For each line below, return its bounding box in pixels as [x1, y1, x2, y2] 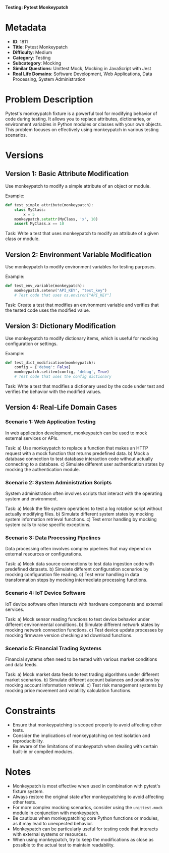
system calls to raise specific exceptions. [5, 522, 91, 528]
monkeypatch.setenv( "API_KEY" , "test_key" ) [14, 288, 107, 293]
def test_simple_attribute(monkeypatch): [5, 202, 94, 207]
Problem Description [5, 94, 93, 105]
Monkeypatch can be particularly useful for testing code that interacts [12, 826, 158, 832]
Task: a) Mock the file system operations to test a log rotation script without [5, 505, 162, 511]
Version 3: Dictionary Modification [5, 322, 116, 330]
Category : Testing [12, 54, 51, 61]
